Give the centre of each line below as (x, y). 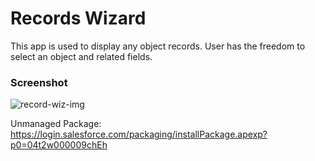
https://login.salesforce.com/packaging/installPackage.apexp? (139, 134)
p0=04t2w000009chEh (59, 145)
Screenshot (39, 82)
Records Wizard (78, 18)
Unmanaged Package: (56, 124)
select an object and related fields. (81, 56)
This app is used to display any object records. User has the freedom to (158, 46)
